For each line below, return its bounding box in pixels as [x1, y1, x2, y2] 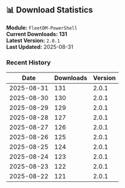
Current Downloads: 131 [6, 30, 67, 37]
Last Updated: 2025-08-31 [6, 43, 73, 50]
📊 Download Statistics [6, 5, 93, 15]
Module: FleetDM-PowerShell [6, 23, 78, 31]
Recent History [6, 58, 51, 66]
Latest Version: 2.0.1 [6, 37, 60, 44]
